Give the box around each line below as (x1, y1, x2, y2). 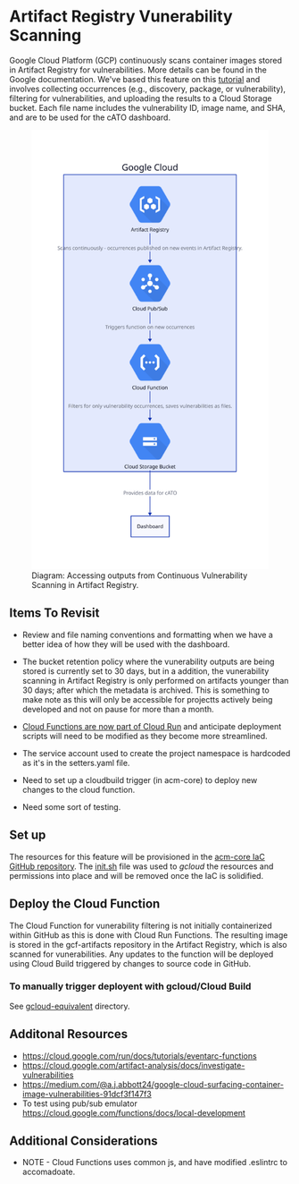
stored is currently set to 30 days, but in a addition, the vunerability (21, 665, 270, 677)
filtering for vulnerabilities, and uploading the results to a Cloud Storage (9, 92, 272, 104)
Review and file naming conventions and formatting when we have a (21, 629, 274, 640)
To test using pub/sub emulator (21, 1098, 138, 1109)
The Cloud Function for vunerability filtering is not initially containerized (9, 920, 272, 931)
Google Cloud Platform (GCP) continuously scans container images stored (9, 55, 283, 65)
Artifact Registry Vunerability (9, 6, 234, 27)
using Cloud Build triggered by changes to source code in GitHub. (9, 958, 252, 968)
